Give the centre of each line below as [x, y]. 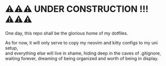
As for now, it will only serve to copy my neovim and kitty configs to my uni [82, 42]
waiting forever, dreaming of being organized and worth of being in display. [82, 58]
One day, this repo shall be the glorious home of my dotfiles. [67, 33]
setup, [12, 48]
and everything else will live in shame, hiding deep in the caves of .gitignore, [83, 53]
